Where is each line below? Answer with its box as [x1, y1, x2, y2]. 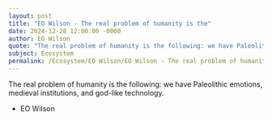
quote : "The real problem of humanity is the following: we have [8, 42, 233, 50]
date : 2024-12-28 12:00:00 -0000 [8, 27, 121, 35]
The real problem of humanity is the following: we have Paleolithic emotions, [8, 79, 263, 89]
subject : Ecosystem [8, 49, 74, 58]
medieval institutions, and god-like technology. [8, 88, 164, 97]
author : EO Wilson [8, 34, 70, 43]
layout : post [8, 11, 53, 20]
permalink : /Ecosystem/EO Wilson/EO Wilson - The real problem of [8, 58, 237, 66]
